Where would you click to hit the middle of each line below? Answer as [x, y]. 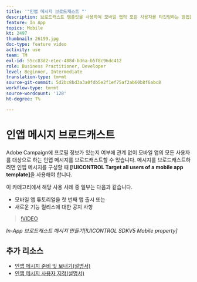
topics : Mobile [25, 28]
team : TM [17, 55]
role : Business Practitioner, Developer [56, 66]
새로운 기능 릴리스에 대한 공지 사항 [54, 207]
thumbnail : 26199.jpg [33, 39]
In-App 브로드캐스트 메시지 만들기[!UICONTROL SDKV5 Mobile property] [92, 230]
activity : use [23, 50]
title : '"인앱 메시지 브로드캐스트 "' [47, 11]
